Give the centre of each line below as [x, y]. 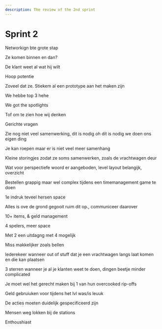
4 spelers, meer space [28, 226]
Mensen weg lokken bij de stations [40, 312]
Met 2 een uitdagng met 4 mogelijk [40, 235]
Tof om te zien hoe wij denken [36, 114]
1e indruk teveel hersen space [35, 197]
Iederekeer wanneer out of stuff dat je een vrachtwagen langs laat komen [79, 254]
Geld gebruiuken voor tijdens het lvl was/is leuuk [54, 293]
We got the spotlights [27, 105]
